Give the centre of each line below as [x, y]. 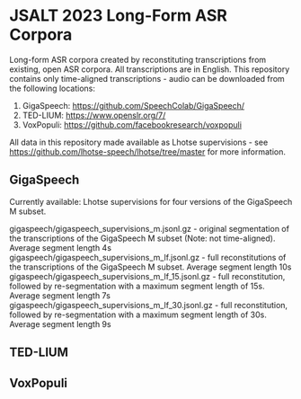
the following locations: [53, 88]
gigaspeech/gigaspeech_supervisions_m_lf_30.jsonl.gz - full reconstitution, [149, 305]
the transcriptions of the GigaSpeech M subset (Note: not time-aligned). [142, 238]
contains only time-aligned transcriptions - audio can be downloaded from [147, 78]
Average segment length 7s [60, 295]
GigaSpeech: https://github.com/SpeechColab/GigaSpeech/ [133, 105]
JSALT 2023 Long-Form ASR [118, 16]
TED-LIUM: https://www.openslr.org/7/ [94, 115]
